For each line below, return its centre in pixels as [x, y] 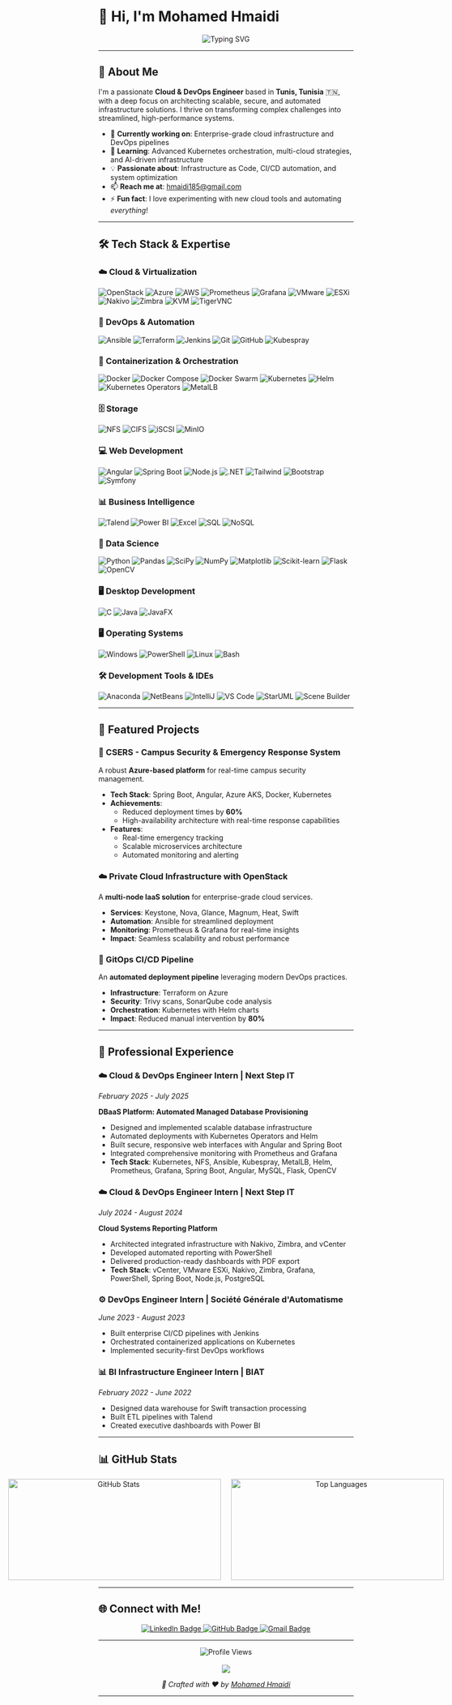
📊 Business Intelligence [147, 502]
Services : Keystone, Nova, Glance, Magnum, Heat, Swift [204, 913]
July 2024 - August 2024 [141, 1213]
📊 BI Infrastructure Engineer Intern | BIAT [181, 1372]
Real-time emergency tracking [173, 838]
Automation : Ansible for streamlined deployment [192, 921]
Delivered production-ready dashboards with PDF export [205, 1262]
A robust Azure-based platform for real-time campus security [202, 770]
